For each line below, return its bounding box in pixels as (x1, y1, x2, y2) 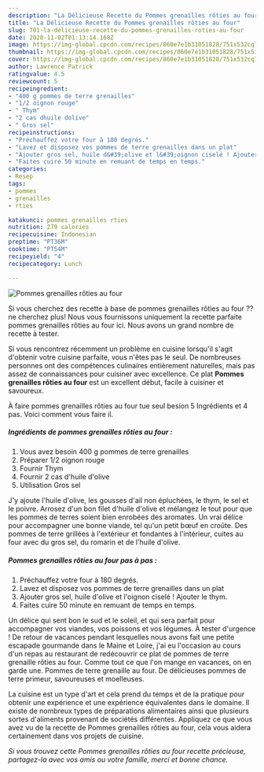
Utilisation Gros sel (19, 481, 81, 490)
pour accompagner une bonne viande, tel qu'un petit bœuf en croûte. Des (8, 521, 248, 530)
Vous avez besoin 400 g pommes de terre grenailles (19, 447, 189, 456)
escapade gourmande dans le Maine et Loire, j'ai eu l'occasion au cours (8, 641, 241, 650)
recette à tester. (8, 328, 60, 338)
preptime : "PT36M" (8, 238, 68, 246)
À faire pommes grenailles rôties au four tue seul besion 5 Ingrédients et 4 (8, 401, 248, 410)
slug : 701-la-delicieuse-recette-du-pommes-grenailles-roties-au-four (8, 26, 244, 34)
